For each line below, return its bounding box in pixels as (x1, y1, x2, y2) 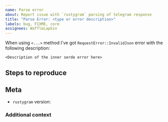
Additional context (5, 111, 52, 118)
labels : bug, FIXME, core (5, 21, 59, 27)
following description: (5, 45, 50, 51)
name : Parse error (5, 7, 44, 13)
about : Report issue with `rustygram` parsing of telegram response (5, 12, 152, 17)
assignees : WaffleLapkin (5, 26, 57, 31)
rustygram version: (12, 99, 51, 105)
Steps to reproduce (5, 68, 67, 77)
